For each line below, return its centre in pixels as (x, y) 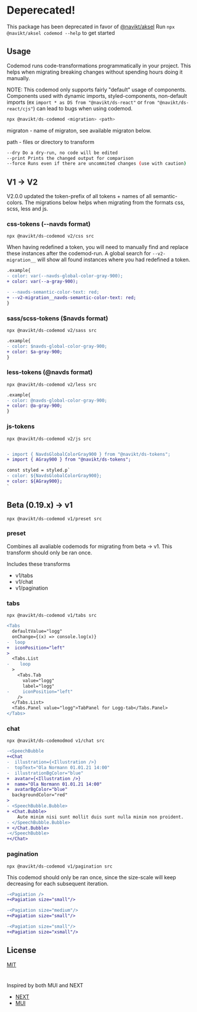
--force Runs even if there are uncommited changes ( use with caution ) (96, 164)
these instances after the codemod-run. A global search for (79, 254)
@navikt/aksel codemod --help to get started (61, 32)
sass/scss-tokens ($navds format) (58, 318)
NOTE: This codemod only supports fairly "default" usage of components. (96, 90)
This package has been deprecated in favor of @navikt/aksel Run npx (91, 27)
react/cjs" (20, 109)
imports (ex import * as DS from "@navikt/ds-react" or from (81, 102)
